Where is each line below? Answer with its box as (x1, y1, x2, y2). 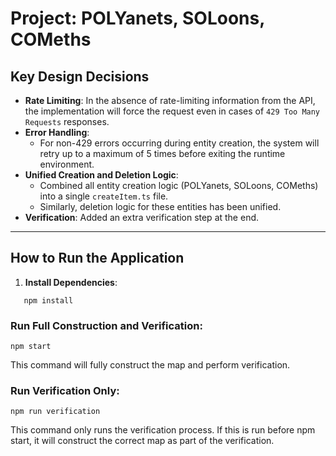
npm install (23, 295, 74, 306)
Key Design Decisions (10, 68, 150, 85)
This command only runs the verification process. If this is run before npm (10, 424, 316, 436)
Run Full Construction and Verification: (10, 318, 203, 332)
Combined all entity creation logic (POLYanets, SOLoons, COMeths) (39, 180, 319, 191)
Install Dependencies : (24, 276, 118, 288)
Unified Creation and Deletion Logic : (24, 169, 179, 181)
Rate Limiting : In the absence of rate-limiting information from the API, (24, 95, 316, 106)
